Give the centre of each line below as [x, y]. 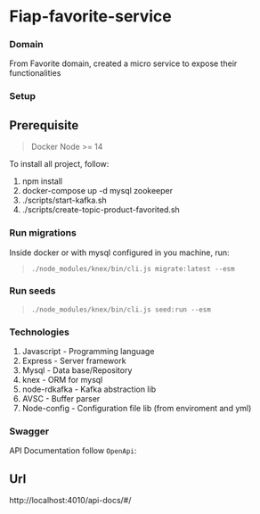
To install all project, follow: [59, 164]
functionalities [35, 73]
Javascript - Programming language [88, 352]
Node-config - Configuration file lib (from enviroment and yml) [137, 409]
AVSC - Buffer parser [61, 399]
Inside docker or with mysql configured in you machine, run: [119, 253]
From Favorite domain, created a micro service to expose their [123, 63]
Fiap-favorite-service [90, 17]
